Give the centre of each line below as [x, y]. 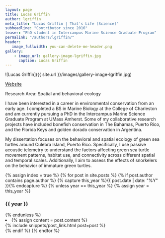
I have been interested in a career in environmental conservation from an [80, 103]
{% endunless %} [23, 215]
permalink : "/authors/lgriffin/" [40, 38]
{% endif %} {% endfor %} [33, 231]
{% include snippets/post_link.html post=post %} [55, 225]
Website [14, 84]
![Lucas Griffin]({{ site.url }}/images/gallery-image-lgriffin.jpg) [68, 74]
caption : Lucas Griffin [43, 60]
